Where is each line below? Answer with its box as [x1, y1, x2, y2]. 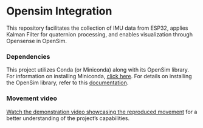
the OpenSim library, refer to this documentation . [6, 79, 129, 86]
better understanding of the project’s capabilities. [6, 114, 129, 122]
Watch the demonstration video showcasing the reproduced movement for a [6, 108, 198, 115]
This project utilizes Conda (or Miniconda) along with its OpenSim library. [6, 66, 190, 73]
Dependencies [6, 52, 50, 61]
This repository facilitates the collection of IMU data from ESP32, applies [6, 24, 188, 32]
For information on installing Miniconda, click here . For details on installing [6, 73, 193, 80]
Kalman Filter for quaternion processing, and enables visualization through [6, 30, 193, 38]
